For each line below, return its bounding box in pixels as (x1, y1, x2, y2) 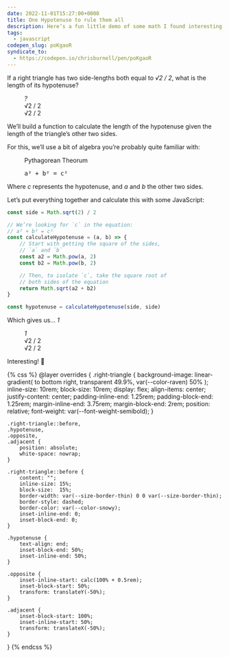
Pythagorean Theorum (24, 156, 88, 164)
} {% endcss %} (7, 643, 53, 652)
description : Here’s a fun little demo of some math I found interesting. (7, 23, 226, 30)
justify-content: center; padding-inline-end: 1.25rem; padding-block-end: (7, 392, 214, 401)
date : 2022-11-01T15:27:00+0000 (7, 10, 99, 17)
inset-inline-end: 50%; (19, 553, 88, 560)
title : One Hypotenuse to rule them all (7, 16, 125, 23)
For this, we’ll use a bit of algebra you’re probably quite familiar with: (7, 142, 200, 151)
